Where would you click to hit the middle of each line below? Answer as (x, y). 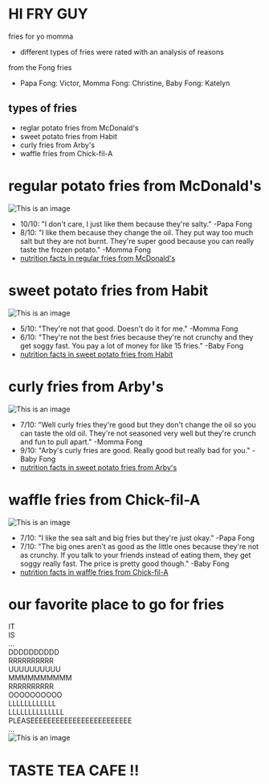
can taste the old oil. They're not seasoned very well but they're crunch (138, 433)
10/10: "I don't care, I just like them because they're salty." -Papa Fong (136, 224)
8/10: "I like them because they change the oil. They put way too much (137, 232)
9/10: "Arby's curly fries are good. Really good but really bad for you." (135, 450)
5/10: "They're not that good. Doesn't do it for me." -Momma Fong (129, 328)
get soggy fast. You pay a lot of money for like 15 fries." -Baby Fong (132, 345)
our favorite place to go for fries (116, 604)
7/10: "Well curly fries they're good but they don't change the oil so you (138, 424)
